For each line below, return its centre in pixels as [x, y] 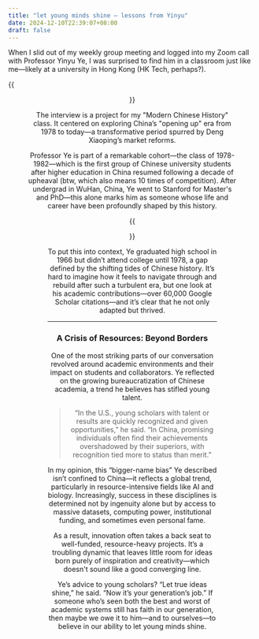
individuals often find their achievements [142, 438]
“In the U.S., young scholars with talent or [142, 413]
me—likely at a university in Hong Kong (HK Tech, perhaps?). [107, 69]
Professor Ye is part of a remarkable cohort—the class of [122, 155]
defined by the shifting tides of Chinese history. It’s [132, 268]
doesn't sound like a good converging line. [132, 569]
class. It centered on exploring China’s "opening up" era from [132, 124]
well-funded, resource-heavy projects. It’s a [132, 544]
